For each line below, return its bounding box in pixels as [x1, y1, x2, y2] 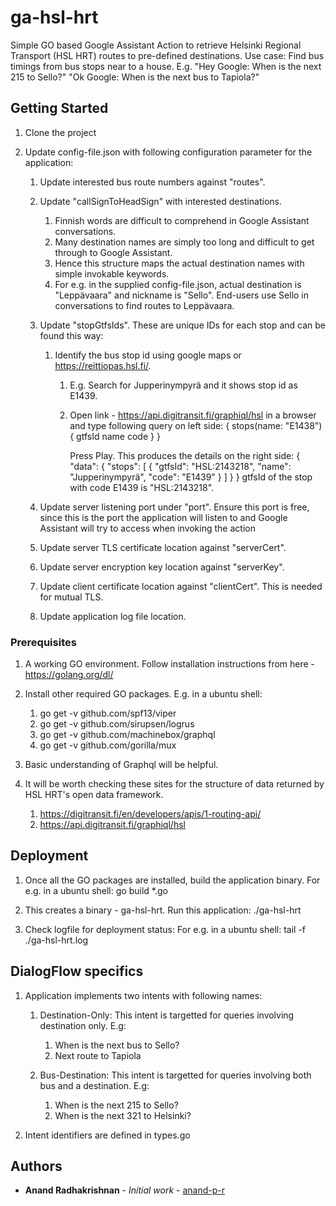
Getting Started [10, 100, 109, 117]
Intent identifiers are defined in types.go [24, 1129, 191, 1141]
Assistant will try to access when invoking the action [39, 522, 256, 534]
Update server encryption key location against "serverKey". [39, 561, 285, 573]
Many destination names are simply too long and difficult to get [54, 236, 315, 248]
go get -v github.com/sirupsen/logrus [39, 718, 195, 730]
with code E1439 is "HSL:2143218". [69, 481, 215, 493]
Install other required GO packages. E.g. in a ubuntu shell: [24, 688, 263, 700]
